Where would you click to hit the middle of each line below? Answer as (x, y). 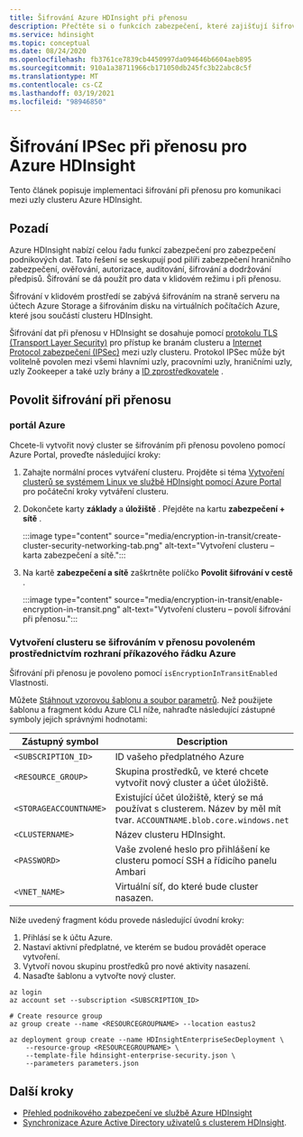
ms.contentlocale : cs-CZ (56, 85)
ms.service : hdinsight (52, 34)
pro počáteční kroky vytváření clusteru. (96, 491)
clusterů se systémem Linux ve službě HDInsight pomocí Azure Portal (152, 481)
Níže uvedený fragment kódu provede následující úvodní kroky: (127, 920)
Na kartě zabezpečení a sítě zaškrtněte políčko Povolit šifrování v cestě (157, 572)
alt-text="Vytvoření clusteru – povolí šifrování (207, 609)
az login (26, 993)
